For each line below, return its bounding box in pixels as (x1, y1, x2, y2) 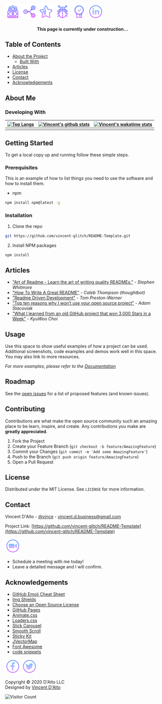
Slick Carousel (12, 623, 42, 629)
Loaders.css (12, 618, 38, 624)
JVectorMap (12, 638, 38, 644)
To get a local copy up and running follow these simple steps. (5, 152, 129, 158)
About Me (5, 94, 36, 102)
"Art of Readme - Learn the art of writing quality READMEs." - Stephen (12, 279, 155, 285)
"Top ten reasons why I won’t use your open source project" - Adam (12, 300, 151, 306)
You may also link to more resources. (5, 354, 80, 359)
